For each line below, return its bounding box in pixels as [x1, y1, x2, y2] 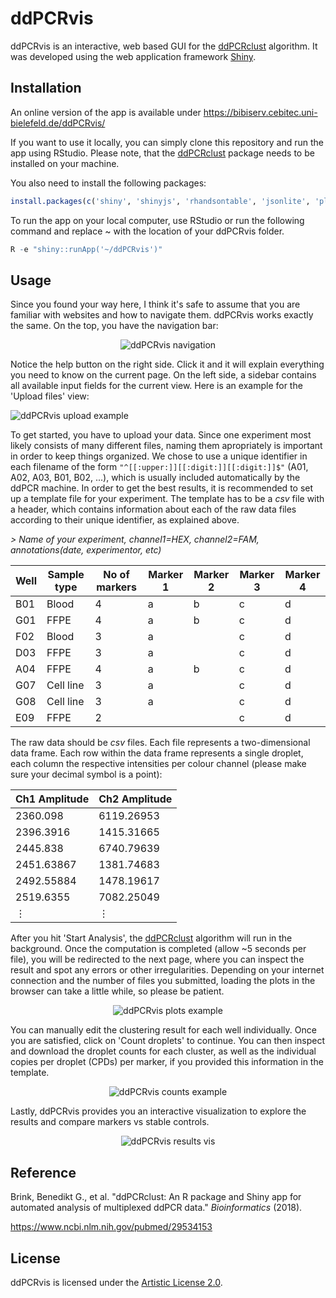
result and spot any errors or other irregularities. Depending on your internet [10, 964, 325, 976]
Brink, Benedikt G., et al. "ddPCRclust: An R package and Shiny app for [10, 1191, 302, 1203]
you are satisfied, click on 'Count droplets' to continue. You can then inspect [10, 1035, 326, 1047]
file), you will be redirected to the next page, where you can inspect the [10, 953, 305, 966]
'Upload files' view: [10, 390, 90, 402]
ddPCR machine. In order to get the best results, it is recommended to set [10, 482, 314, 494]
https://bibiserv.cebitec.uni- [203, 106, 318, 118]
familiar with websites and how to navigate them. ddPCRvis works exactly [10, 309, 314, 321]
